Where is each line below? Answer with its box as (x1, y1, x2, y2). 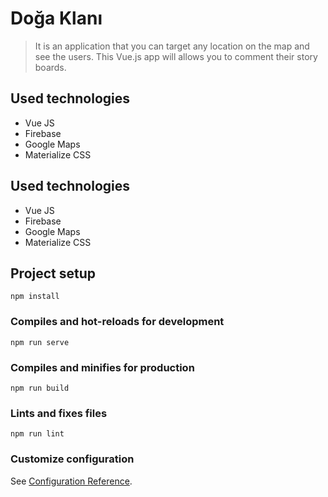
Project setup (10, 265, 97, 282)
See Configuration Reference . (10, 475, 133, 487)
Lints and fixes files (10, 406, 108, 420)
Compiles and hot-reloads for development (10, 315, 225, 329)
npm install (10, 292, 60, 302)
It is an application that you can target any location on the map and (34, 40, 310, 52)
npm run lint (10, 429, 65, 439)
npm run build (10, 383, 70, 393)
